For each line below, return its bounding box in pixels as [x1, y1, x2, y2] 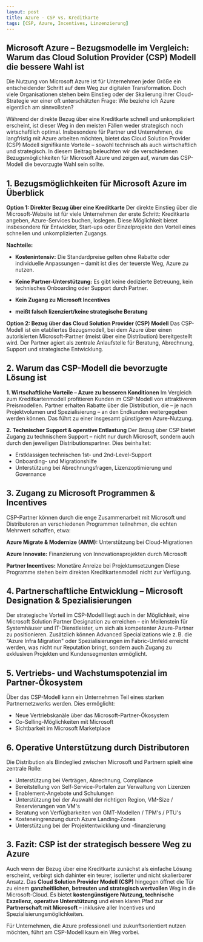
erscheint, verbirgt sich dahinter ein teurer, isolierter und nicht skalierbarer [6, 872, 192, 879]
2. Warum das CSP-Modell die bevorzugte [6, 363, 168, 374]
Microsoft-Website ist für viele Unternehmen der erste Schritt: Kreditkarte [6, 210, 190, 218]
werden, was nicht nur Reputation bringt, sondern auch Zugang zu [6, 644, 173, 651]
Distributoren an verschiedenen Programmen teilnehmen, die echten [6, 520, 178, 528]
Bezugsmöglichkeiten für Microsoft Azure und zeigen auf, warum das [6, 154, 179, 162]
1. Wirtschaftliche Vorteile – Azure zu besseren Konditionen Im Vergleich [6, 388, 192, 396]
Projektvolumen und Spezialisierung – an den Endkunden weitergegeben [6, 408, 188, 415]
